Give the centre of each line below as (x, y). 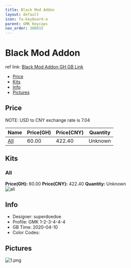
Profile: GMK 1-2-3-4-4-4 (39, 222)
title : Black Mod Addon (30, 10)
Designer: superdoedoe (37, 217)
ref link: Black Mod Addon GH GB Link (44, 67)
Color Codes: (26, 233)
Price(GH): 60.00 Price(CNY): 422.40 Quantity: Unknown (65, 184)
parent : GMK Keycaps (27, 24)
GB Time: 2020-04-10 (35, 227)
